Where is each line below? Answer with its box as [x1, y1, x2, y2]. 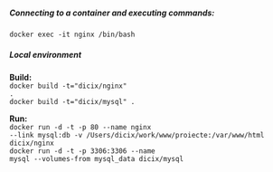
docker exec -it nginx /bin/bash [9, 30, 136, 39]
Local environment [9, 49, 82, 60]
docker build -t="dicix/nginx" [9, 81, 127, 91]
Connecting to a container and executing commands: [9, 7, 215, 18]
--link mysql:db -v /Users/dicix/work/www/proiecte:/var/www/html [9, 130, 265, 139]
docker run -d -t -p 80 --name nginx [9, 122, 152, 131]
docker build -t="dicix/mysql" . [9, 97, 136, 106]
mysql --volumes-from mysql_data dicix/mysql [9, 154, 184, 163]
